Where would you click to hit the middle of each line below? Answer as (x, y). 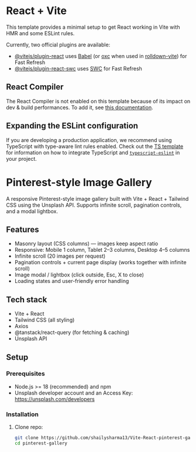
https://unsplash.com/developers (54, 399)
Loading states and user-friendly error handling (72, 281)
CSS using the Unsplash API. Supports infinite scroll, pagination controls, (94, 205)
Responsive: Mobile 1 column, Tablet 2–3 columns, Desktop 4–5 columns (102, 250)
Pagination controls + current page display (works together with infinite (100, 262)
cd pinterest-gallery (41, 443)
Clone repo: (29, 427)
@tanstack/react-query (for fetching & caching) (72, 332)
